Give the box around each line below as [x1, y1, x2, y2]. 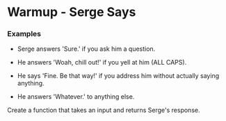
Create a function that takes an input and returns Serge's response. [7, 106, 200, 115]
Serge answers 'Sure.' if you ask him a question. [17, 45, 156, 53]
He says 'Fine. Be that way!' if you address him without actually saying [17, 72, 220, 80]
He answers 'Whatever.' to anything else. [17, 92, 135, 101]
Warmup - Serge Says [7, 4, 136, 20]
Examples [7, 29, 42, 39]
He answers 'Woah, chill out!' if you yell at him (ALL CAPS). [17, 58, 187, 67]
